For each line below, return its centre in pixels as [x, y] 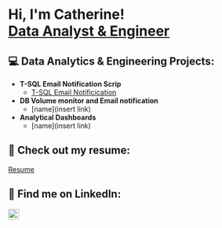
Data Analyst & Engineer [89, 31]
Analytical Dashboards [58, 117]
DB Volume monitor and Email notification [89, 101]
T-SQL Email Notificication [74, 92]
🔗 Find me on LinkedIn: [65, 194]
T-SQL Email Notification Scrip [70, 84]
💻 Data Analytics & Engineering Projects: [111, 61]
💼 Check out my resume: [69, 151]
